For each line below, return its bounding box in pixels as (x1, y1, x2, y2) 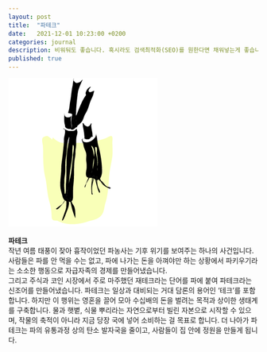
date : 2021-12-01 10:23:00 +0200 (8, 29, 126, 37)
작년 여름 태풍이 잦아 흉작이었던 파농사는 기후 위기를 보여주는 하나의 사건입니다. (8, 246, 254, 255)
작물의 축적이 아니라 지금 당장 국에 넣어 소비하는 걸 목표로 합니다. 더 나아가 (18, 315, 250, 325)
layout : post (8, 13, 52, 21)
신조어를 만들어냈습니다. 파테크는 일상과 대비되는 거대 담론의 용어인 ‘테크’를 (8, 286, 241, 295)
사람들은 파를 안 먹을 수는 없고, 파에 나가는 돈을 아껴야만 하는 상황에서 (8, 256, 224, 265)
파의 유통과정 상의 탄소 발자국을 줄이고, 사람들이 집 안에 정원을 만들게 (29, 326, 244, 335)
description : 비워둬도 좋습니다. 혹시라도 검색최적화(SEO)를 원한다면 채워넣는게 (8, 46, 241, 55)
